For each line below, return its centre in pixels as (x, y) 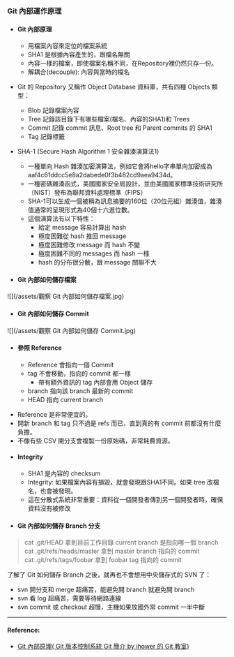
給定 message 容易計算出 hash (82, 228)
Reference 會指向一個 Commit (71, 364)
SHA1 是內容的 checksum (64, 473)
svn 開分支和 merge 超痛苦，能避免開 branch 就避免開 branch (106, 590)
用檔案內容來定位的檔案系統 (68, 46)
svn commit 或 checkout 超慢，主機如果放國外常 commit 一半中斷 (111, 607)
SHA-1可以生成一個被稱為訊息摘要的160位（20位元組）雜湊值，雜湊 (125, 201)
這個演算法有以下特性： (61, 219)
